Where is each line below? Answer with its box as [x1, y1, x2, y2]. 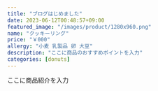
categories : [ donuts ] [7, 56, 71, 63]
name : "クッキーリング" [7, 29, 69, 37]
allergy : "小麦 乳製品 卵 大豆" [7, 43, 93, 50]
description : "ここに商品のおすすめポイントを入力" [7, 50, 143, 57]
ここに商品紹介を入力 [7, 76, 69, 84]
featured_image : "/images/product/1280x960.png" [7, 23, 152, 30]
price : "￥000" [7, 36, 50, 43]
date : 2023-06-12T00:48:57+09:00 [7, 17, 105, 24]
